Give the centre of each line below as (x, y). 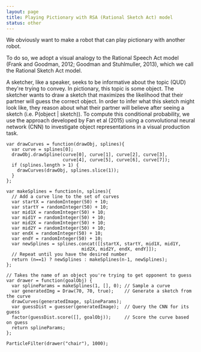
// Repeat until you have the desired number (70, 255)
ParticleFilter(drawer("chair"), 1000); (58, 344)
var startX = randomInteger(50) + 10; (60, 202)
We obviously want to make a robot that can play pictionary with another (96, 40)
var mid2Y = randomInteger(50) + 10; (59, 228)
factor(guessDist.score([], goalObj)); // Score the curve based (100, 318)
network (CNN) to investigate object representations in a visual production (98, 127)
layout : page (22, 12)
